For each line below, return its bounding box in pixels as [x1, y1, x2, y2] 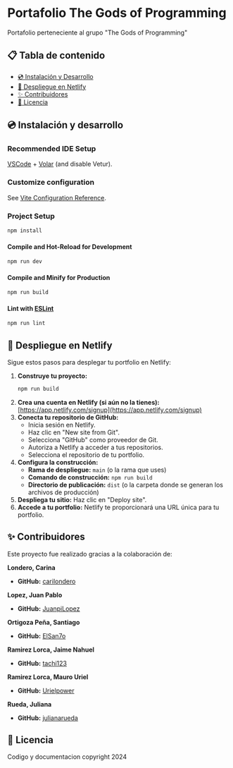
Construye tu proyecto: [17, 372, 88, 380]
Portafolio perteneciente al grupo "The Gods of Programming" [7, 28, 188, 37]
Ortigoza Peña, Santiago [7, 618, 80, 626]
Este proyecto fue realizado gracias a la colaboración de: [7, 549, 172, 558]
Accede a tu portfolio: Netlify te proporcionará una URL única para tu [17, 503, 220, 511]
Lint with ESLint [7, 304, 54, 312]
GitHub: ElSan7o [17, 631, 66, 640]
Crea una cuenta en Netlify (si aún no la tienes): [17, 398, 160, 406]
